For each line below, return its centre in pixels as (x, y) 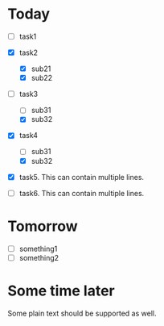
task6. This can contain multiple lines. (82, 193)
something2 (39, 257)
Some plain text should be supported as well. (82, 313)
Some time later (61, 290)
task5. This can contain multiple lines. (82, 177)
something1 (38, 249)
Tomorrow (43, 226)
